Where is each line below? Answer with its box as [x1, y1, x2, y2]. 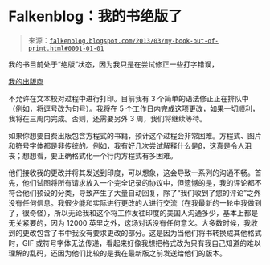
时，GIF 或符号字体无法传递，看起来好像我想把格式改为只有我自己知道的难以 [8, 238, 261, 247]
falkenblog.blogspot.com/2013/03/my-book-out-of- [49, 37, 219, 45]
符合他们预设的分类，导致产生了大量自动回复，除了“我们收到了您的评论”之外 [8, 188, 261, 198]
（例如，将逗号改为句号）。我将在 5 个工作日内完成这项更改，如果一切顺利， [8, 104, 260, 113]
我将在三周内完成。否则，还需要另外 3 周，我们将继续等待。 [8, 113, 207, 123]
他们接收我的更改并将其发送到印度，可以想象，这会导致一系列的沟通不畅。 [8, 168, 255, 177]
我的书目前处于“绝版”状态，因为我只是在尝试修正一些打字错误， [8, 59, 219, 69]
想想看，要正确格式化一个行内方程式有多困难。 [22, 150, 178, 161]
